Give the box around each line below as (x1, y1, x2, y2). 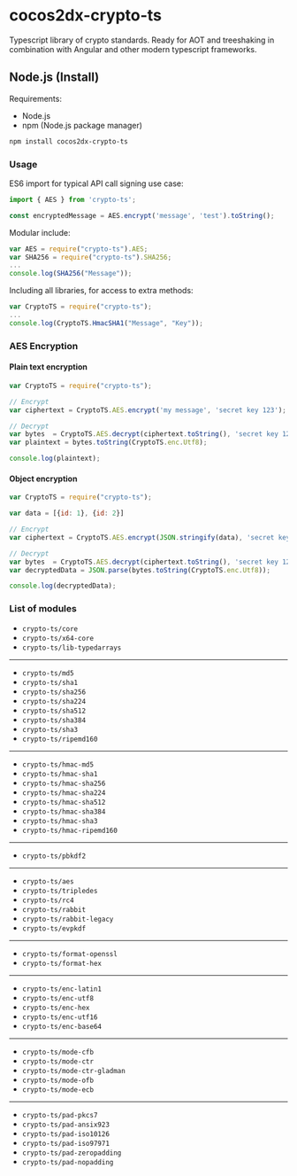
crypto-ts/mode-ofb (21, 1076, 95, 1085)
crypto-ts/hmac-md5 (21, 759, 95, 769)
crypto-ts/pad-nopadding (21, 1157, 114, 1166)
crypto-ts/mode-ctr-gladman (21, 1066, 126, 1075)
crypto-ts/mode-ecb (21, 1085, 95, 1094)
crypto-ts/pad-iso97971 (21, 1139, 110, 1148)
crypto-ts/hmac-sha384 (21, 807, 106, 816)
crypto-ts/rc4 (21, 896, 74, 905)
